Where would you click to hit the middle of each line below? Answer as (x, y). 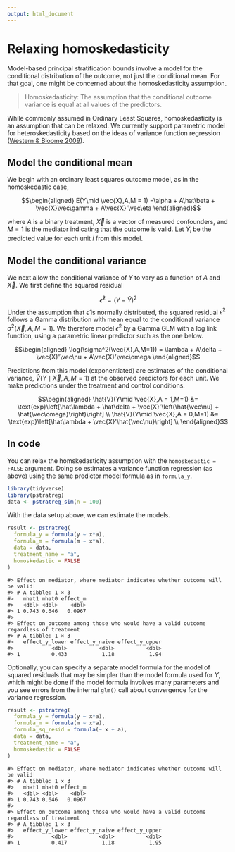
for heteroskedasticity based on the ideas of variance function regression (114, 133)
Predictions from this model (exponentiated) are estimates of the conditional (118, 370)
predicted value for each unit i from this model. (75, 239)
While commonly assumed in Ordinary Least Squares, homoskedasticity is (115, 118)
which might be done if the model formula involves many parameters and (113, 682)
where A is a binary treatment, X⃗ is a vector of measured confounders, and (118, 222)
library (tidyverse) (36, 488)
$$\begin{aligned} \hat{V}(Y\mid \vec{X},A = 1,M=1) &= (118, 399)
